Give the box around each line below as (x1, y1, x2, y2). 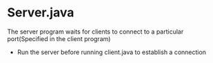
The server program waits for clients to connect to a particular (7, 27, 184, 36)
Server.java (7, 5, 74, 21)
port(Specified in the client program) (7, 34, 111, 42)
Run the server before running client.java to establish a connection (17, 48, 207, 56)
